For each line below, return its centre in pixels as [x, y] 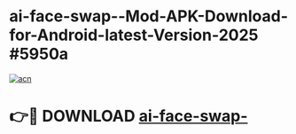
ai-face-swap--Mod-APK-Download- [149, 16]
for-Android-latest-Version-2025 [134, 35]
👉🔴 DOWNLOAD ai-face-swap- [129, 116]
